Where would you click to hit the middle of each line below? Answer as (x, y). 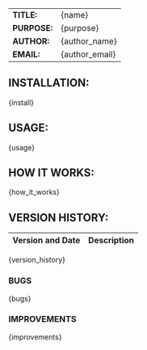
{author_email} (88, 54)
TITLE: (25, 15)
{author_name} (88, 41)
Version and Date (46, 240)
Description (111, 240)
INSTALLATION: (49, 83)
